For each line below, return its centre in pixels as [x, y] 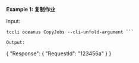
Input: [13, 21]
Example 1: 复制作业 [31, 9]
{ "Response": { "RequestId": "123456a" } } [59, 53]
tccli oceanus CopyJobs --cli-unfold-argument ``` [70, 32]
